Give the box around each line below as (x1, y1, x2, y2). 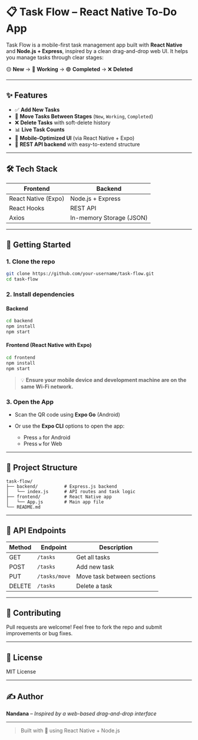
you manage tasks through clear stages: (6, 54, 104, 61)
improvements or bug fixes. (6, 630, 73, 637)
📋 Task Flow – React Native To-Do (6, 5, 177, 19)
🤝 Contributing (6, 608, 61, 618)
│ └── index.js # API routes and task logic (6, 488, 136, 494)
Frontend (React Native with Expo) (6, 342, 92, 349)
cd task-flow (6, 276, 38, 282)
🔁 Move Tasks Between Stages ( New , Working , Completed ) (14, 113, 153, 120)
